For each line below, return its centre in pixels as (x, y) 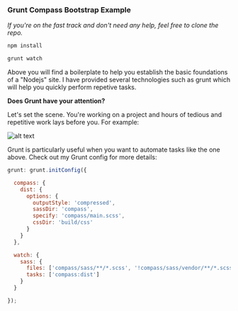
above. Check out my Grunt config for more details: (82, 157)
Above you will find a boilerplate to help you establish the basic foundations (118, 72)
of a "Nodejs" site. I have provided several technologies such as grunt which (119, 80)
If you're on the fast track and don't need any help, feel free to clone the (113, 26)
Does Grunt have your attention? (56, 101)
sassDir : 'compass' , (63, 209)
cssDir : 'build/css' (63, 222)
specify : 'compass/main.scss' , (79, 216)
